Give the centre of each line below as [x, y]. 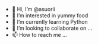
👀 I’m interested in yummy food [50, 15]
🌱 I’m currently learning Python [50, 22]
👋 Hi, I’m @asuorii [33, 9]
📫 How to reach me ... [39, 35]
